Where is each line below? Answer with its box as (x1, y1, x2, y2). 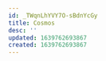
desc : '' (8, 26, 37, 34)
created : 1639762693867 (8, 41, 88, 49)
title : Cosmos (8, 19, 56, 27)
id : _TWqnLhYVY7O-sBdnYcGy (8, 11, 98, 20)
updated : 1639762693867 (8, 33, 88, 42)
